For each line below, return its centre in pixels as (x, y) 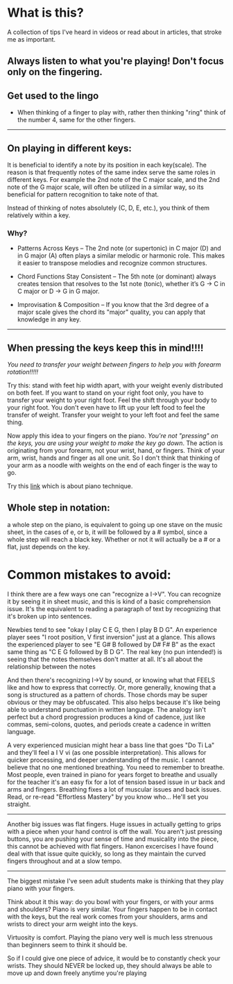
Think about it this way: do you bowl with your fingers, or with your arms (111, 901)
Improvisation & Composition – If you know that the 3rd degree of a (113, 305)
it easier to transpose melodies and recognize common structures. (112, 263)
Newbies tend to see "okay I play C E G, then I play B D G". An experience (112, 629)
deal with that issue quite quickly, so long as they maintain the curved (106, 853)
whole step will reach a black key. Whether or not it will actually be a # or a (114, 539)
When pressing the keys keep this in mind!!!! (105, 348)
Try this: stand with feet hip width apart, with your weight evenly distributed (115, 385)
